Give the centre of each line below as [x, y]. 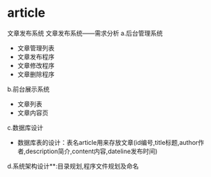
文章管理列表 [36, 48]
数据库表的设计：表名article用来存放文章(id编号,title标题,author [108, 142]
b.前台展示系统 [29, 89]
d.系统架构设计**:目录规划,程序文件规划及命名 [73, 166]
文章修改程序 [36, 65]
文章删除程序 [36, 74]
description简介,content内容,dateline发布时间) [92, 151]
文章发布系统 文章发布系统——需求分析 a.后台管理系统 [85, 33]
